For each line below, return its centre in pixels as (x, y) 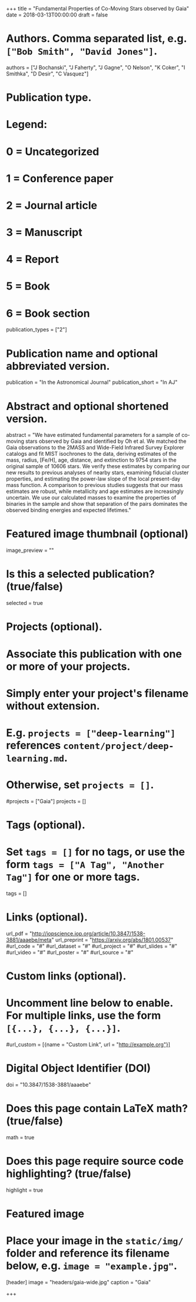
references (34, 745)
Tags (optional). (46, 825)
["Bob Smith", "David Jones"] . (82, 51)
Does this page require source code (95, 1161)
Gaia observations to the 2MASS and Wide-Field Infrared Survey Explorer (95, 448)
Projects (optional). (54, 627)
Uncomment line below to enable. (90, 1003)
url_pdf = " (19, 933)
